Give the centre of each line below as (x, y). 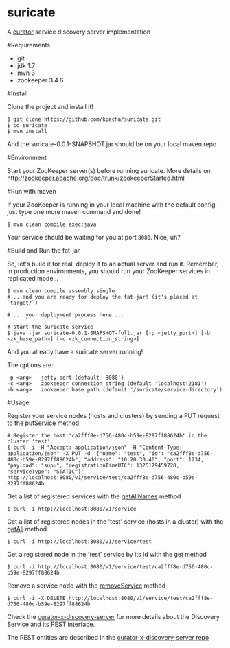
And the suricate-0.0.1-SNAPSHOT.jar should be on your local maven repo (112, 144)
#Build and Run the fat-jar (44, 250)
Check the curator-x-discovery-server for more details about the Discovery (113, 616)
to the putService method (43, 423)
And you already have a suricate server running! (75, 351)
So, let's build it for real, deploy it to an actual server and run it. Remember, (113, 264)
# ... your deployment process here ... (66, 315)
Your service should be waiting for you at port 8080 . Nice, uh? (94, 237)
